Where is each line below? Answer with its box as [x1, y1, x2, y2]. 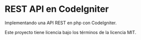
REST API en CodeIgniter [4, 3, 109, 15]
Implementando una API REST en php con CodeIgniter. [4, 20, 117, 26]
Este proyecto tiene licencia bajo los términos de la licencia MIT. [4, 29, 137, 35]
